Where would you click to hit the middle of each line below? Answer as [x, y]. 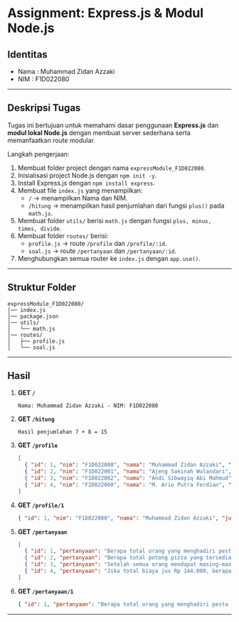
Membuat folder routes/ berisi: [63, 235]
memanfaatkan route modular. [52, 140]
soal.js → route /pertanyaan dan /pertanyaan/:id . [102, 251]
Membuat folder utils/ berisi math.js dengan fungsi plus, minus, [115, 220]
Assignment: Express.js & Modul [106, 13]
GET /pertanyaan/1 [46, 591]
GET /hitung [36, 419]
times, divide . [39, 228]
